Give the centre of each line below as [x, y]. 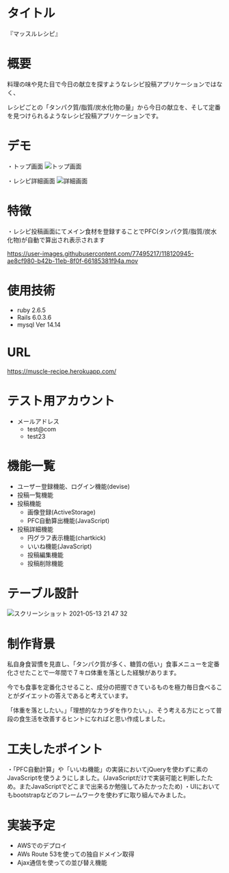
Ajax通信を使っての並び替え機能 [62, 863]
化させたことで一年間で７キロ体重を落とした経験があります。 [94, 673]
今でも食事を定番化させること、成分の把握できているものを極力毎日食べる [112, 687]
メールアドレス [38, 421]
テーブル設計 [43, 593]
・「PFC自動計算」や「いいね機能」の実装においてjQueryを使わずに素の [108, 770]
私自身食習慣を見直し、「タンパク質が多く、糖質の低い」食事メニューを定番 [113, 664]
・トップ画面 [25, 166]
